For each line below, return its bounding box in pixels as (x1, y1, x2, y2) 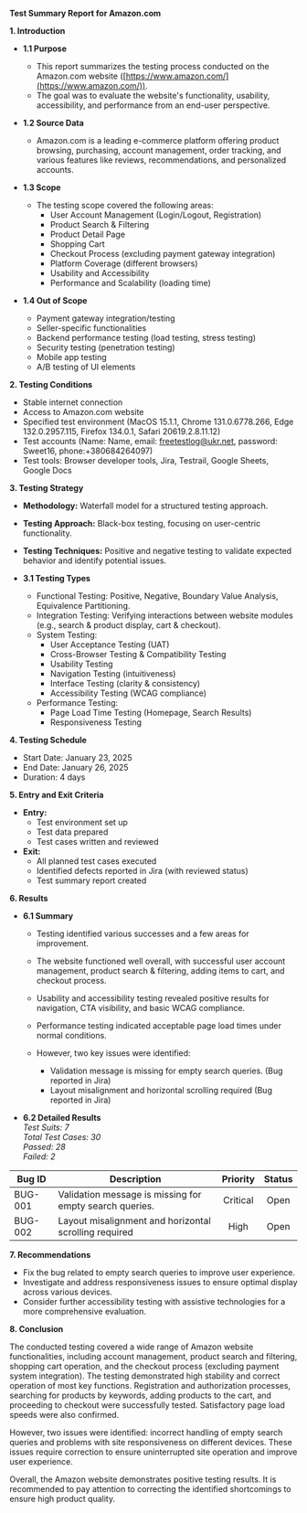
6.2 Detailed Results (22, 1113, 101, 1123)
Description (109, 1173, 162, 1185)
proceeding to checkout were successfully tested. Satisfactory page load (9, 1400, 285, 1411)
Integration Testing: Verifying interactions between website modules (36, 610, 294, 621)
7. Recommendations (9, 1250, 91, 1260)
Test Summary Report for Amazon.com (9, 8, 162, 18)
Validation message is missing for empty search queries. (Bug (49, 1065, 283, 1076)
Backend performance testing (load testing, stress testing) (36, 333, 257, 343)
